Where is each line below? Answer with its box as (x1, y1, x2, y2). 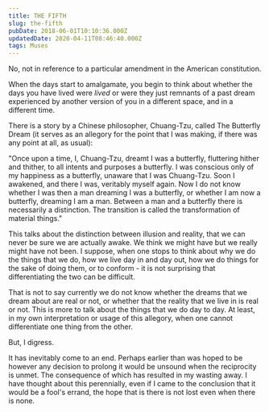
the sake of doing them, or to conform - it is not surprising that (8, 264, 216, 273)
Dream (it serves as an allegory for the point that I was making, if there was (8, 130, 258, 139)
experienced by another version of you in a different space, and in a (8, 97, 234, 106)
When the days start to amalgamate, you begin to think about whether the (8, 80, 253, 89)
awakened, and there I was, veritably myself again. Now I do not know (8, 179, 242, 189)
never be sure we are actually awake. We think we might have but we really (8, 238, 258, 248)
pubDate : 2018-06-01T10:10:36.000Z (8, 27, 128, 35)
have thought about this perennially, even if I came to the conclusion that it (8, 379, 256, 389)
